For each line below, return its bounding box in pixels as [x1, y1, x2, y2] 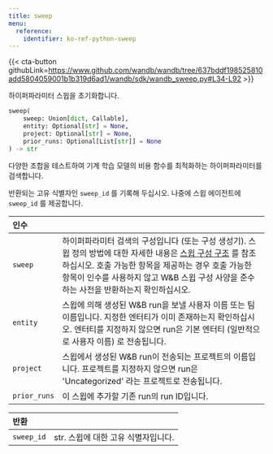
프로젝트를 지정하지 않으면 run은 [80, 363, 199, 374]
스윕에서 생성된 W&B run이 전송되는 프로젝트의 [62, 351, 232, 362]
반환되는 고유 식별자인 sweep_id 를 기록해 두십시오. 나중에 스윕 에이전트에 [8, 188, 241, 197]
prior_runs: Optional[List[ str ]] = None [23, 137, 162, 145]
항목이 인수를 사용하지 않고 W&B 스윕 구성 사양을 [62, 271, 238, 283]
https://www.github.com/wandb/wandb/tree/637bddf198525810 [48, 66, 263, 76]
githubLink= [8, 66, 49, 76]
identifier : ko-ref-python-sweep [23, 34, 136, 43]
